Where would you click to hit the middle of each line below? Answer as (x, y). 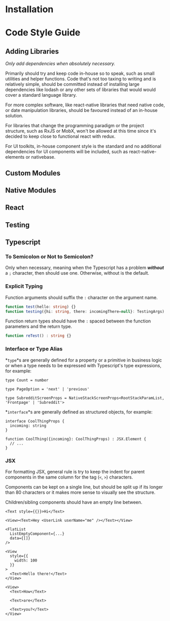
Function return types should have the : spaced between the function (78, 321)
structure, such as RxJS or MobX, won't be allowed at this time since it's (81, 131)
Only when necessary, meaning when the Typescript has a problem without (84, 268)
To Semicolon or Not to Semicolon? (49, 257)
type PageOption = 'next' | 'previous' (47, 389)
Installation (29, 9)
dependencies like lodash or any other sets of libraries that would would (81, 90)
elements (15, 157)
